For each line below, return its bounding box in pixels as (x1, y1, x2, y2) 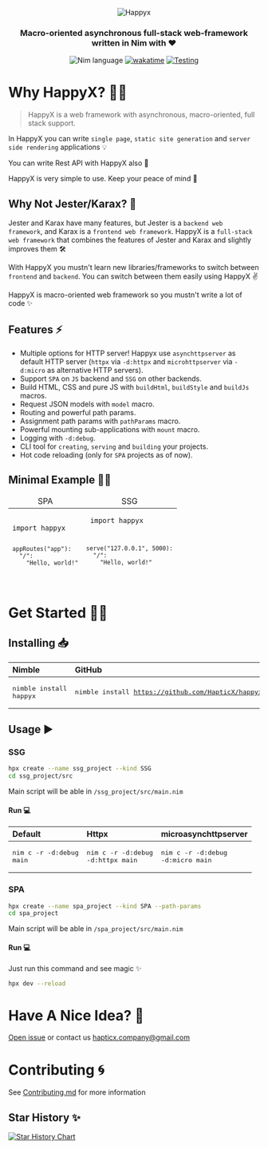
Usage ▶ (8, 723, 54, 736)
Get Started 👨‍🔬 (8, 604, 108, 622)
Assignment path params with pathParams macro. (19, 416, 181, 426)
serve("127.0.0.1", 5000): (86, 544, 173, 553)
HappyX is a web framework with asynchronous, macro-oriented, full (27, 110, 255, 120)
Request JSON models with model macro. (19, 399, 155, 409)
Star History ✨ (8, 1111, 81, 1124)
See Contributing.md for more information (8, 1088, 146, 1097)
